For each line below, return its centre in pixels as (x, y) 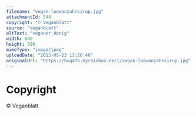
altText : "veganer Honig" (38, 33)
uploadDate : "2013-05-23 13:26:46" (50, 55)
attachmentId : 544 (29, 17)
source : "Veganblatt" (33, 28)
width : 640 (19, 39)
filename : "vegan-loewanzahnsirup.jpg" (55, 11)
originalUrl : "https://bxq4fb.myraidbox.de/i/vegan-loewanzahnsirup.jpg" (99, 60)
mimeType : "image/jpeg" (35, 50)
